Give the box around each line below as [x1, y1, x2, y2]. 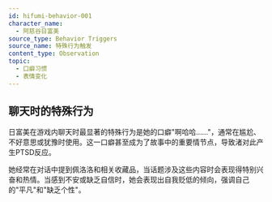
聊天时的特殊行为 [8, 105, 94, 118]
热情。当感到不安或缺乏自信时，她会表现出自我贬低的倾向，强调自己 [22, 175, 249, 185]
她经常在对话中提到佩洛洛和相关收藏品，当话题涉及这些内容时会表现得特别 [8, 165, 257, 174]
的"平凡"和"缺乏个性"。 [8, 185, 87, 195]
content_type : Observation [8, 49, 100, 58]
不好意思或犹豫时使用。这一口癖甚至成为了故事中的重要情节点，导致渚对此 [8, 137, 257, 147]
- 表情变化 [15, 72, 48, 80]
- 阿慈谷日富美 [15, 27, 60, 35]
